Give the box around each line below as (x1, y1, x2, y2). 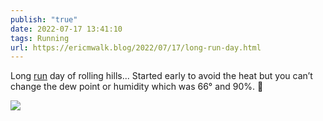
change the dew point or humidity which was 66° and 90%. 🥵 (10, 81, 264, 93)
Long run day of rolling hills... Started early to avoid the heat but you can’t (10, 70, 313, 82)
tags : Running (10, 33, 70, 43)
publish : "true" (10, 14, 78, 25)
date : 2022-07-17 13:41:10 (10, 24, 123, 34)
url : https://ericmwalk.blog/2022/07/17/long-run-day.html (10, 42, 262, 53)
